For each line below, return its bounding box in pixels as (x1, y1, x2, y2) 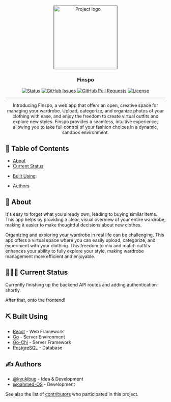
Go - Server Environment (12, 334, 65, 340)
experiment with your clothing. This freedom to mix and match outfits (5, 242, 150, 248)
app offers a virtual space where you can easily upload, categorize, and (5, 237, 156, 243)
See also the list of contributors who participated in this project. (5, 391, 139, 397)
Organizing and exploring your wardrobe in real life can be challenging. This (5, 232, 164, 238)
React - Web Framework (12, 328, 64, 334)
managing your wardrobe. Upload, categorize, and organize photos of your (7, 108, 164, 114)
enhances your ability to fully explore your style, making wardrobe (5, 248, 144, 254)
